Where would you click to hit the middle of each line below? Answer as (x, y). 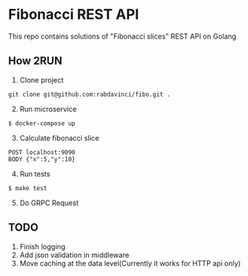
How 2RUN (35, 61)
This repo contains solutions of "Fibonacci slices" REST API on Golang (122, 36)
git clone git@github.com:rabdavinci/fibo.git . (89, 94)
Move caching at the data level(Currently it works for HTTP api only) (130, 263)
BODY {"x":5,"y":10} (42, 159)
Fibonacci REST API (74, 15)
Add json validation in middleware (74, 255)
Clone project (42, 79)
